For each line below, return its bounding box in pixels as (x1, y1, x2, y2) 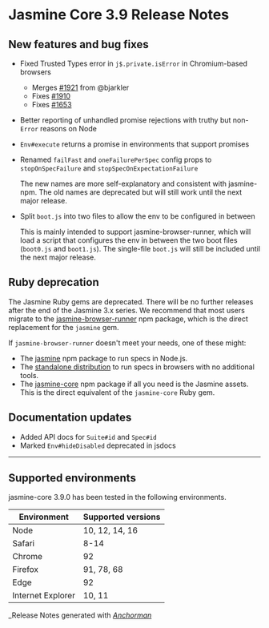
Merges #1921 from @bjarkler (31, 83, 130, 92)
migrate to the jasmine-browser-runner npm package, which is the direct (8, 314, 248, 324)
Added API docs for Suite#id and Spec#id (19, 432, 158, 441)
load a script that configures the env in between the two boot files (19, 235, 238, 245)
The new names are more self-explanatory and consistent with (19, 179, 227, 188)
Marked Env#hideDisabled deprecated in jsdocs (19, 441, 176, 450)
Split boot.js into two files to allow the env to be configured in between (19, 211, 256, 221)
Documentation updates (8, 411, 132, 425)
